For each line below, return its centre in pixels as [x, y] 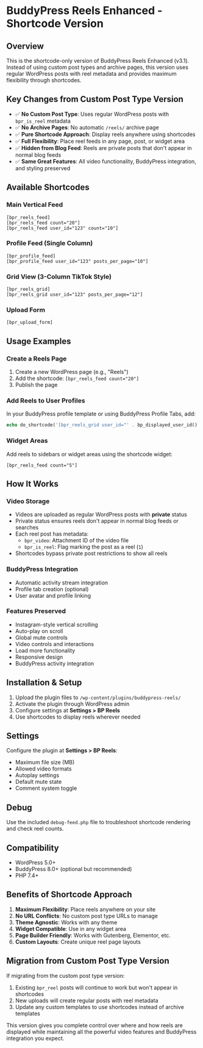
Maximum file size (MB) [45, 763]
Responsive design [39, 657]
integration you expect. [35, 1038]
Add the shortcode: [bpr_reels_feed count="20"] [77, 378]
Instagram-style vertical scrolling [57, 624]
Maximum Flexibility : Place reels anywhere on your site [85, 909]
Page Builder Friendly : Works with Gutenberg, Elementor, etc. [93, 935]
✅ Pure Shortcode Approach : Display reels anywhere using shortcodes [105, 134]
